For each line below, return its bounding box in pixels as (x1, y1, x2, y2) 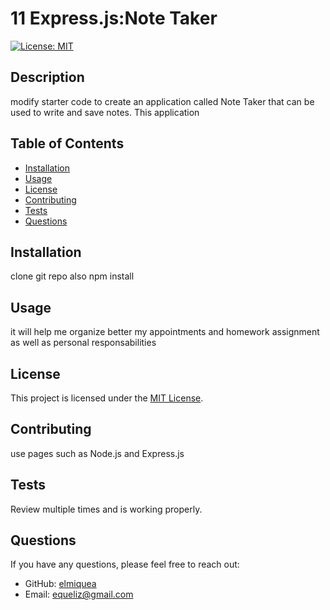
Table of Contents (10, 135, 125, 152)
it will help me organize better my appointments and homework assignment (10, 326, 320, 338)
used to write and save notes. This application (10, 106, 200, 118)
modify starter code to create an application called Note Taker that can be (10, 95, 315, 107)
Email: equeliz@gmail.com (24, 588, 134, 601)
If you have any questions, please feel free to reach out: (10, 558, 240, 571)
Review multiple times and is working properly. (10, 503, 203, 515)
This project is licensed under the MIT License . (10, 392, 204, 404)
